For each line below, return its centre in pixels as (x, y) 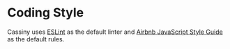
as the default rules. (36, 39)
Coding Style (46, 13)
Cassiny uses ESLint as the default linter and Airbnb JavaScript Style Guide (115, 32)
